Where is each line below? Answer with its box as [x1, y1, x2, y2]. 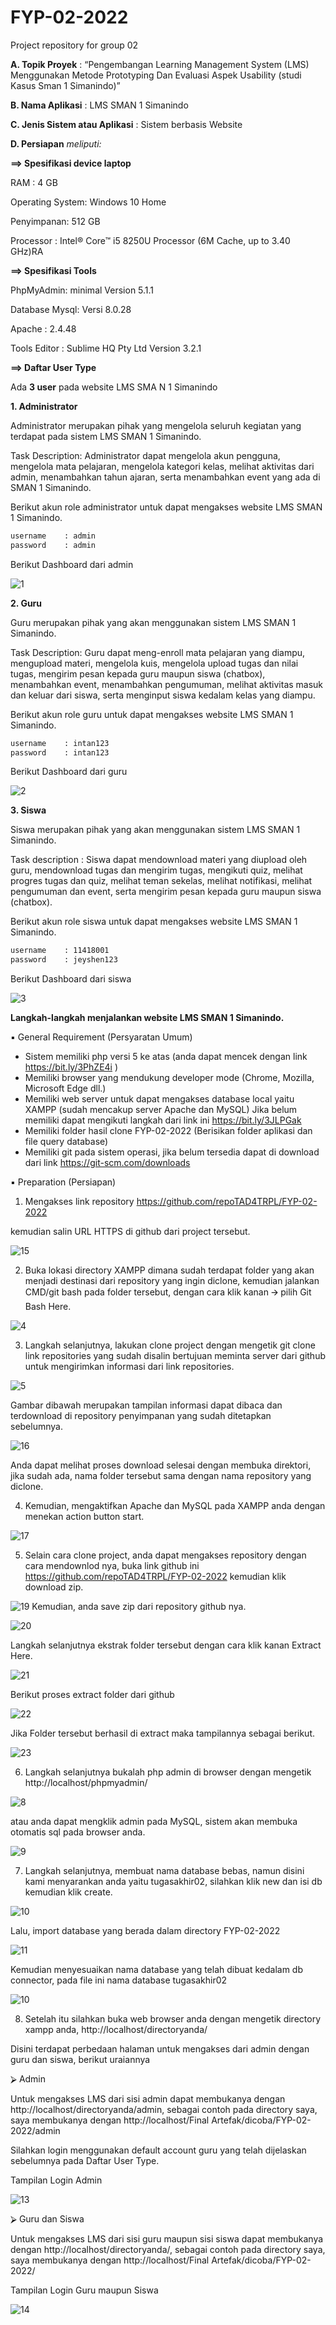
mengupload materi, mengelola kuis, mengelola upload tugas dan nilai [10, 657, 299, 669]
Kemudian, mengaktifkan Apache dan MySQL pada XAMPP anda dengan [24, 1500, 326, 1512]
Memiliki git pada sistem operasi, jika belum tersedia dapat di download [24, 1146, 320, 1158]
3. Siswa [10, 804, 47, 816]
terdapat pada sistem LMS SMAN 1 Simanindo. [10, 430, 202, 442]
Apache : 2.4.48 [10, 322, 77, 335]
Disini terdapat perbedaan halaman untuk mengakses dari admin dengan [10, 2043, 310, 2055]
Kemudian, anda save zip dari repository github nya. [31, 1601, 247, 1613]
